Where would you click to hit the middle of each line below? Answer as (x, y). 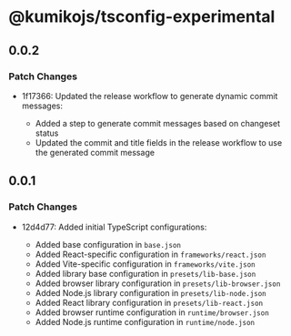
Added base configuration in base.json (108, 244)
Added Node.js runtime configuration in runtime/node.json (145, 321)
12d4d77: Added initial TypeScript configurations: (114, 227)
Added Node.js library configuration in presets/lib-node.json (151, 292)
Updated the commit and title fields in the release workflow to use (159, 142)
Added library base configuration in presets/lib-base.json (145, 273)
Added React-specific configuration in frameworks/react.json (151, 254)
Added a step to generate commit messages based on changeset (158, 123)
